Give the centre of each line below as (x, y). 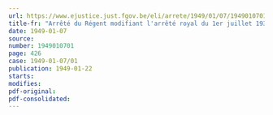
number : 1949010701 (41, 46)
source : (22, 38)
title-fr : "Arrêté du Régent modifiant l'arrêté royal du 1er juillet (130, 23)
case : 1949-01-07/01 (43, 62)
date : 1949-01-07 (38, 31)
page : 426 (25, 53)
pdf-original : (32, 91)
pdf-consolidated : (39, 99)
